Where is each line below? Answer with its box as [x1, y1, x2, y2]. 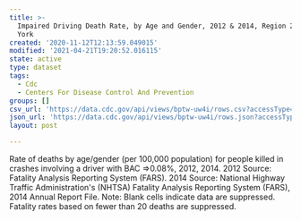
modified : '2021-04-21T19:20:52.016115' [9, 47, 163, 55]
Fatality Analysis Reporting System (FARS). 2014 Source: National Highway [9, 173, 285, 183]
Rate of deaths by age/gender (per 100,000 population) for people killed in [9, 154, 284, 164]
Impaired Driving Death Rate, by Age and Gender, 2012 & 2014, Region [17, 21, 287, 30]
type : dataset [9, 63, 63, 72]
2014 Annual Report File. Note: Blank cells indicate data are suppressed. [9, 191, 276, 202]
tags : [9, 72, 30, 80]
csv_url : [9, 105, 42, 114]
